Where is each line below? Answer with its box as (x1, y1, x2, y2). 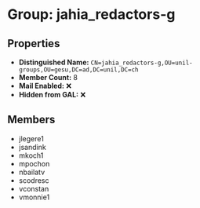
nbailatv (18, 167, 45, 177)
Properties (7, 37, 60, 50)
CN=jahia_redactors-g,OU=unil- (90, 59, 193, 67)
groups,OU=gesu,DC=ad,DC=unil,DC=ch (18, 66, 139, 74)
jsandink (18, 142, 46, 151)
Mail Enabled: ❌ (18, 81, 72, 90)
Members (7, 113, 56, 126)
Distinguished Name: (18, 57, 89, 67)
